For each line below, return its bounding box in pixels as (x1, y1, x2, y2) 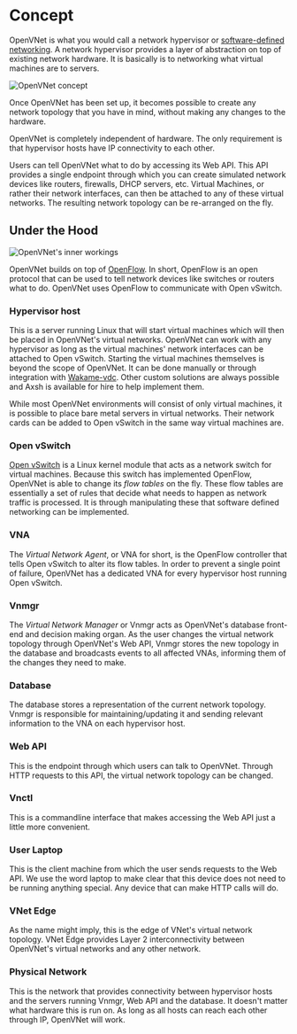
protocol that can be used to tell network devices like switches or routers (9, 273, 275, 284)
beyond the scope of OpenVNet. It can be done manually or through (9, 362, 257, 373)
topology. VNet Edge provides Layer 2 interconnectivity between (9, 934, 245, 945)
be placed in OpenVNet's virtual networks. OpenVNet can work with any (9, 334, 272, 346)
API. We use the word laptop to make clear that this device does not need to (9, 874, 286, 884)
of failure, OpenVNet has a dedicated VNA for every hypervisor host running (9, 568, 287, 579)
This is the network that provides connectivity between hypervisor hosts (9, 985, 273, 997)
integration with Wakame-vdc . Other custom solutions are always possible (9, 372, 280, 383)
